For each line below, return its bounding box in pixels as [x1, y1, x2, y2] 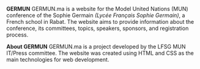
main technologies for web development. [6, 56, 109, 63]
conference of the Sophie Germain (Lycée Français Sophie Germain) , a [6, 12, 185, 19]
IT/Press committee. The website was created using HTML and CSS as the [6, 49, 194, 57]
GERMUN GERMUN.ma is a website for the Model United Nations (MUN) [6, 5, 188, 12]
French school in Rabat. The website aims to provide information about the [6, 18, 194, 25]
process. [6, 31, 29, 38]
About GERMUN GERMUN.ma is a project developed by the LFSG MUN [6, 43, 186, 50]
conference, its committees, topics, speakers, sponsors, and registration [6, 24, 189, 32]
